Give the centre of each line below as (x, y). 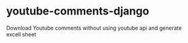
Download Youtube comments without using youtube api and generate (94, 28)
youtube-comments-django (78, 11)
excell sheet (21, 34)
